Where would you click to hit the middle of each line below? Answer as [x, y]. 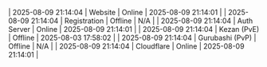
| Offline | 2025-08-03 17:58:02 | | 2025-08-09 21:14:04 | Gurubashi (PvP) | [132, 37]
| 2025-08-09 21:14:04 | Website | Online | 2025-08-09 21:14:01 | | [118, 12]
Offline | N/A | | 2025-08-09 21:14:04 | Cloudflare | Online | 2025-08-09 [126, 46]
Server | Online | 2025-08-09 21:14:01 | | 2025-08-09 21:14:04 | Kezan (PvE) [134, 29]
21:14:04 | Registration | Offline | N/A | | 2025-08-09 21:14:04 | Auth [142, 21]
